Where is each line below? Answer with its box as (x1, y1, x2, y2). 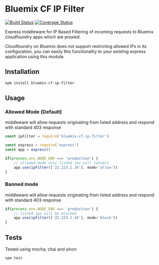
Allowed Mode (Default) (5, 108, 62, 115)
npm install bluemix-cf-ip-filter (5, 80, 75, 85)
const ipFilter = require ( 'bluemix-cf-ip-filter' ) (5, 134, 109, 139)
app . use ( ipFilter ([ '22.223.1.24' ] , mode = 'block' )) (14, 216, 118, 220)
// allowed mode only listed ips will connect (14, 160, 109, 165)
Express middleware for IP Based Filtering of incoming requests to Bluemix (5, 29, 154, 34)
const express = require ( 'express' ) (5, 143, 79, 148)
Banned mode (5, 181, 39, 187)
